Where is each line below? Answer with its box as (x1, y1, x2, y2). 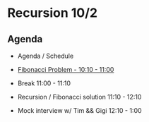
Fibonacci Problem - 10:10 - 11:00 (17, 66, 114, 73)
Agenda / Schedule (17, 51, 74, 60)
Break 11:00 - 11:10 (17, 79, 71, 87)
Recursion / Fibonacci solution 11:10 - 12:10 (17, 93, 142, 101)
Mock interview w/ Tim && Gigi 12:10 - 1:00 (17, 106, 143, 114)
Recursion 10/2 (7, 5, 97, 21)
